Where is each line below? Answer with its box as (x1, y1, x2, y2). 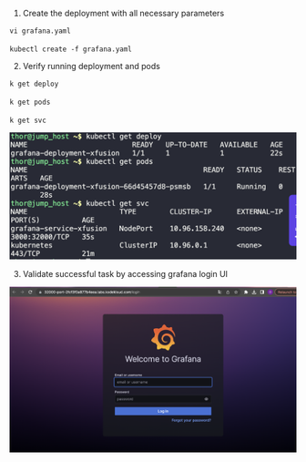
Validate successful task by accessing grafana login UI (22, 268, 229, 279)
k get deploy (9, 79, 59, 88)
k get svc (9, 116, 47, 125)
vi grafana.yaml (9, 26, 71, 36)
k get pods (9, 98, 51, 107)
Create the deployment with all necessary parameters (22, 8, 225, 18)
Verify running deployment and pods (22, 61, 161, 71)
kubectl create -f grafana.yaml (9, 45, 132, 54)
